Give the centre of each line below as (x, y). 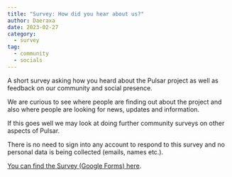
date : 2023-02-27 (33, 27)
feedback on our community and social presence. (80, 88)
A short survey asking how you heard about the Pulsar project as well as (113, 80)
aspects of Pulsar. (34, 130)
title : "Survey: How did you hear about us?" (76, 14)
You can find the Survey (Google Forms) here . (74, 166)
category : (22, 34)
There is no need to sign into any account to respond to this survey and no (116, 144)
